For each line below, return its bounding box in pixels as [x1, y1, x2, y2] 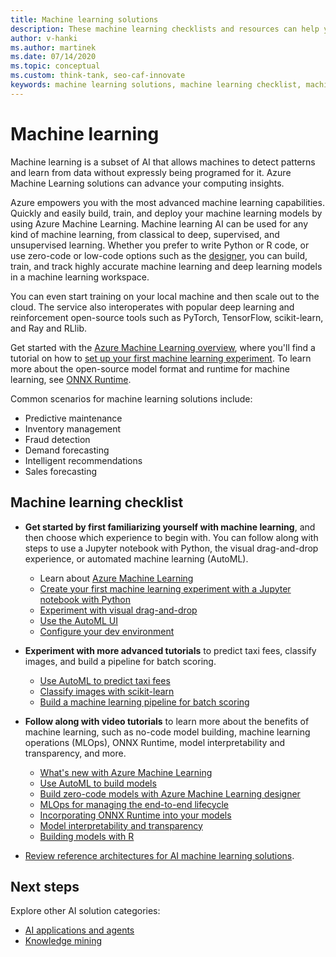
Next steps [10, 878, 80, 895]
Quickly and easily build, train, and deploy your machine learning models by [10, 207, 323, 219]
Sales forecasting [24, 465, 98, 477]
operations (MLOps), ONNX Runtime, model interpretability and [24, 736, 286, 748]
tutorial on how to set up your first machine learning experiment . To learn [10, 352, 312, 364]
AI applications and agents [24, 924, 135, 936]
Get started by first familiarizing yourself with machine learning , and [24, 521, 316, 533]
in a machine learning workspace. [10, 271, 150, 283]
